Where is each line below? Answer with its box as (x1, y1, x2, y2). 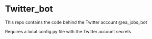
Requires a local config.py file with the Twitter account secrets (5, 28, 131, 34)
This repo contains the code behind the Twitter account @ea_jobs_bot (5, 19, 147, 25)
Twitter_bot (5, 3, 53, 14)
